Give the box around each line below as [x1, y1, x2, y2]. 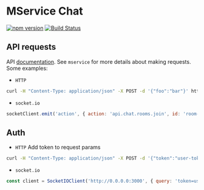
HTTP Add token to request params [15, 144, 101, 151]
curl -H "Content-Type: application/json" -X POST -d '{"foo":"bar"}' [6, 88, 189, 94]
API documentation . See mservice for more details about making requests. [6, 58, 191, 65]
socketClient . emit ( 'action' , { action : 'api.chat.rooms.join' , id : [6, 110, 181, 117]
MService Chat [6, 4, 83, 18]
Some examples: [6, 64, 48, 72]
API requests [6, 42, 56, 52]
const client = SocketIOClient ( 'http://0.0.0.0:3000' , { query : [6, 178, 172, 185]
